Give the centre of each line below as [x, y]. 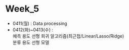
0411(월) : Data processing [40, 23]
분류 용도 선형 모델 [31, 42]
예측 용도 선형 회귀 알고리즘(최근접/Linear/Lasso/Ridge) [68, 36]
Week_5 [22, 9]
